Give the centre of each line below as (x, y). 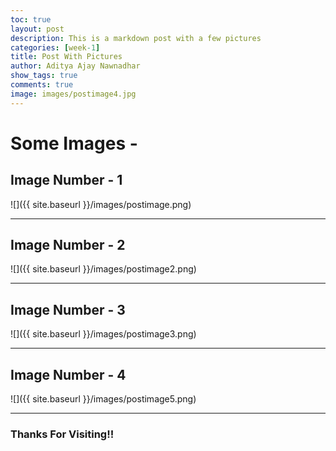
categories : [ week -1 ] (55, 47)
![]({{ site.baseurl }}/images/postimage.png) (101, 204)
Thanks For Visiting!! (62, 434)
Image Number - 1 (66, 180)
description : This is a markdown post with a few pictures (136, 38)
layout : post (37, 29)
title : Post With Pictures (66, 57)
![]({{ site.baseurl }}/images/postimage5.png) (103, 399)
